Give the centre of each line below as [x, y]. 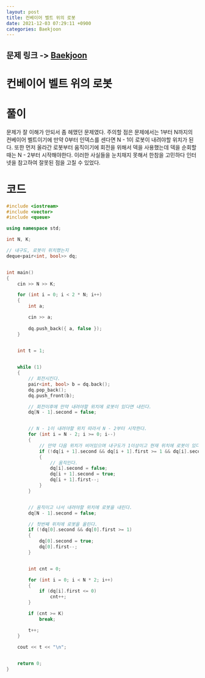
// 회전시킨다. [44, 379]
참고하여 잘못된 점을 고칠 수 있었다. [59, 162]
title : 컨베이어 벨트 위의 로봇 [41, 18]
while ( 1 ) [30, 367]
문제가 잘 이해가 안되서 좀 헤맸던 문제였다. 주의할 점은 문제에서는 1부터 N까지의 [100, 132]
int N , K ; [19, 240]
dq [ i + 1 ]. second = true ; [83, 474]
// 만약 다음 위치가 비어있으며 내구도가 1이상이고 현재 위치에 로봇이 [114, 445]
